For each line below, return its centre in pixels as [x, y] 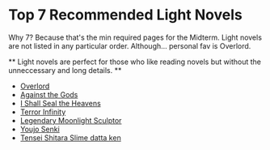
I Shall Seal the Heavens [60, 103]
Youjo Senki [40, 129]
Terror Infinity [43, 112]
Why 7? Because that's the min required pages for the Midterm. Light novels [135, 37]
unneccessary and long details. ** [65, 70]
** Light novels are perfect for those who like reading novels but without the [135, 62]
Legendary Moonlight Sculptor [71, 120]
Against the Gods [49, 94]
